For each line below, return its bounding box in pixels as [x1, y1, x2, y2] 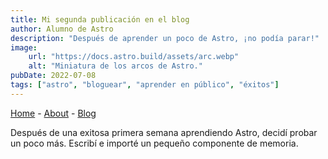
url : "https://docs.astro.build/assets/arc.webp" [28, 52, 240, 62]
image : [10, 42, 38, 53]
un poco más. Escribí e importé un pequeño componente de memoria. [10, 137, 299, 149]
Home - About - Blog [10, 107, 97, 119]
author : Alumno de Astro [10, 24, 114, 34]
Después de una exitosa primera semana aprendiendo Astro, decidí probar [10, 126, 318, 138]
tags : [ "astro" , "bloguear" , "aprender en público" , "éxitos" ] [10, 80, 280, 90]
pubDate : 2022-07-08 [10, 71, 97, 81]
